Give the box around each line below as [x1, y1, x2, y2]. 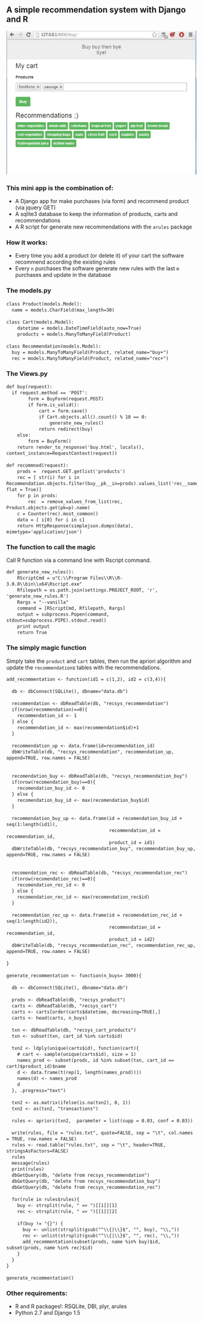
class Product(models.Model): [6, 301, 83, 307]
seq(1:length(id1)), [6, 821, 59, 827]
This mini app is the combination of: [6, 184, 114, 192]
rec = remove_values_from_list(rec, [28, 499, 123, 505]
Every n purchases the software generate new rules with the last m [14, 265, 179, 272]
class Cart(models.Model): [6, 319, 74, 325]
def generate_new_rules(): [6, 569, 74, 575]
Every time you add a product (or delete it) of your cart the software [14, 252, 184, 259]
